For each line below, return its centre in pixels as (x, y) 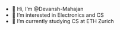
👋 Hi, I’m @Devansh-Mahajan (48, 9)
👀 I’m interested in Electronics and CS (58, 15)
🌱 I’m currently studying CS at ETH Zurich (63, 21)
